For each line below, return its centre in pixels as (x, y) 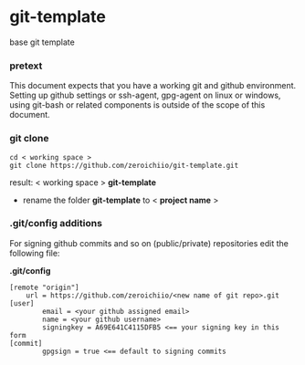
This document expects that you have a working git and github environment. (153, 86)
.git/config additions (56, 224)
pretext (26, 66)
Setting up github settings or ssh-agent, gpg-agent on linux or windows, (145, 95)
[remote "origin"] (44, 287)
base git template (42, 42)
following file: (35, 253)
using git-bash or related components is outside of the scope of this (137, 105)
